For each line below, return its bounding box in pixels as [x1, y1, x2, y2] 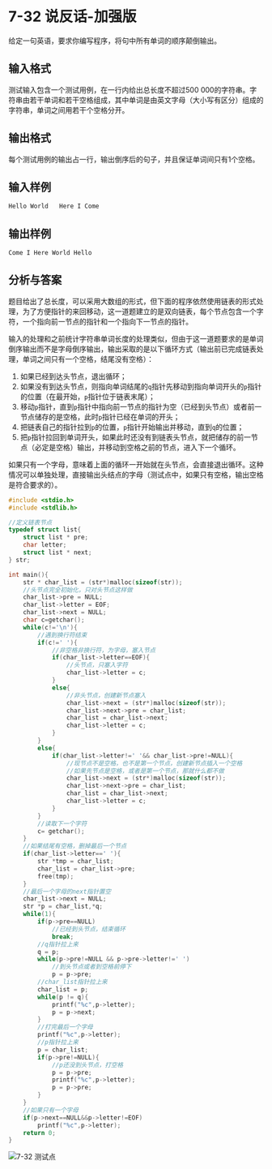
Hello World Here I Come [8, 202, 100, 211]
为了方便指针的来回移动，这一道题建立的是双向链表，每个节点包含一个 [22, 306, 257, 316]
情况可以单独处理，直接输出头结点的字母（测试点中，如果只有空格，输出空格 [8, 470, 264, 479]
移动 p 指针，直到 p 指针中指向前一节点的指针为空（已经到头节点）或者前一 [19, 402, 262, 411]
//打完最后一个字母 [37, 1023, 93, 1031]
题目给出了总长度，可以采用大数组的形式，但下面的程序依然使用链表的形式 [8, 296, 257, 306]
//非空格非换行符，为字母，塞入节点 [51, 646, 156, 654]
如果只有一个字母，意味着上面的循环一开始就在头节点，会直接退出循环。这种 [8, 459, 264, 469]
